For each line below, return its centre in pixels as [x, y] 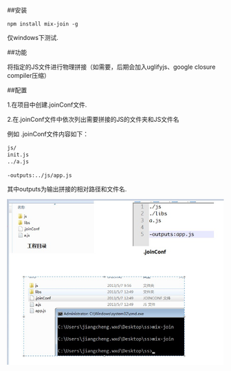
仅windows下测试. [33, 38]
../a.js [18, 162]
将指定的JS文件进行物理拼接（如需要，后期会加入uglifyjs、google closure [111, 67]
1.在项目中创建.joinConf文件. [47, 105]
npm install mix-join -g [43, 24]
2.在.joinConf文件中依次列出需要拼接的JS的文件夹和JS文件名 [93, 119]
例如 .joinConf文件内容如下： [48, 134]
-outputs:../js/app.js [40, 176]
